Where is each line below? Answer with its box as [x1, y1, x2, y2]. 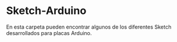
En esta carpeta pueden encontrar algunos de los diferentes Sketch [6, 23, 172, 30]
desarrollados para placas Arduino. [6, 29, 92, 36]
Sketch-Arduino [6, 4, 87, 17]
